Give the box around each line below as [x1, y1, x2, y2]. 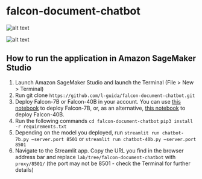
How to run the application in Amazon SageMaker [6, 53, 197, 64]
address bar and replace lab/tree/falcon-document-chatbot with [14, 153, 176, 160]
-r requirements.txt [14, 124, 67, 130]
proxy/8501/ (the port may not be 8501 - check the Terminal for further [14, 160, 191, 167]
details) [14, 166, 34, 173]
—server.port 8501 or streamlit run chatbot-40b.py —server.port [31, 135, 197, 142]
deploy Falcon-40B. [14, 110, 65, 118]
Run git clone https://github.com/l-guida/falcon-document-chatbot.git [14, 92, 195, 99]
